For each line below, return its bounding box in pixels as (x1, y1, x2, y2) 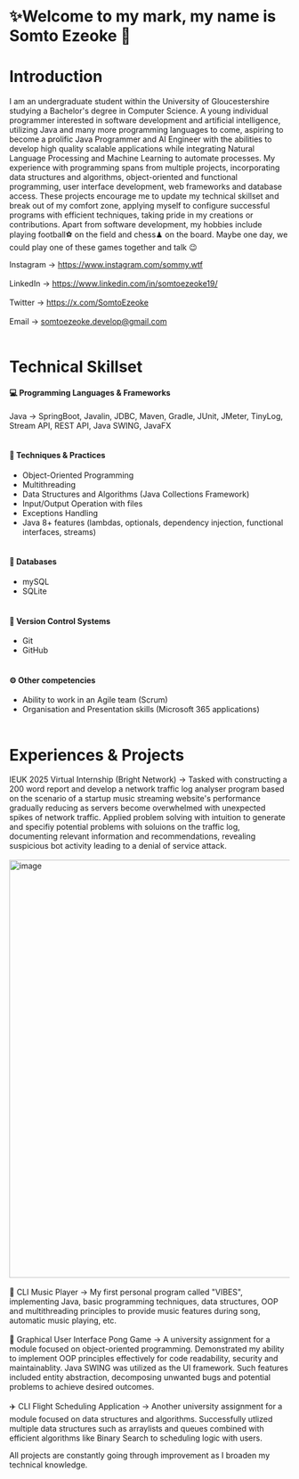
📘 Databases (9, 556, 58, 567)
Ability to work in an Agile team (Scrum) (21, 694, 168, 705)
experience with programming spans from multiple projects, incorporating (9, 162, 280, 173)
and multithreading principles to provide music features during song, (9, 1306, 261, 1317)
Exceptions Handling (21, 507, 98, 518)
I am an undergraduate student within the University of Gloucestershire (9, 96, 270, 107)
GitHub (21, 645, 49, 656)
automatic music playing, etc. (9, 1315, 117, 1326)
